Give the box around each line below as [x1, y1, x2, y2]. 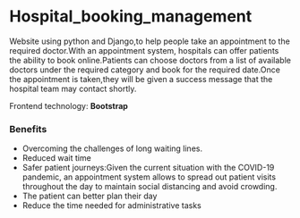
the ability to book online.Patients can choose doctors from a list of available [9, 54, 291, 65]
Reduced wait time [21, 153, 91, 163]
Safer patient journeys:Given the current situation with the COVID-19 [21, 163, 275, 173]
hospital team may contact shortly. [9, 83, 137, 94]
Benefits [9, 122, 47, 135]
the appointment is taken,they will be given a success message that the [9, 73, 273, 84]
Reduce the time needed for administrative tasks [21, 200, 201, 211]
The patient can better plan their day [21, 190, 158, 202]
